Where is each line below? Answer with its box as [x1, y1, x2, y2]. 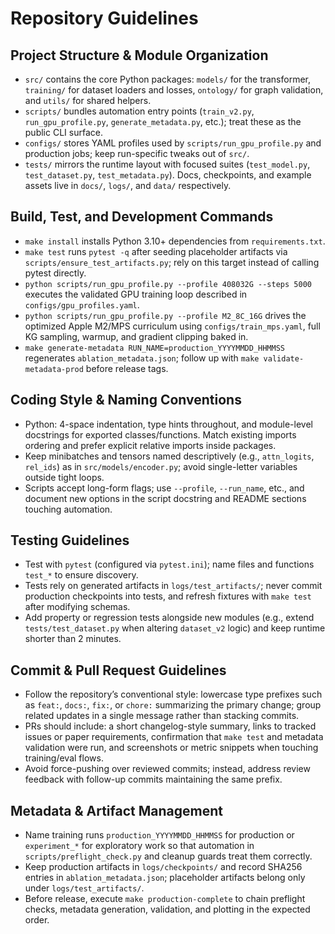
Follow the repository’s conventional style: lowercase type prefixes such [24, 688, 323, 701]
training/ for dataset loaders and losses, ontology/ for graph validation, [24, 84, 324, 96]
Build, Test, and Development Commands [10, 208, 274, 226]
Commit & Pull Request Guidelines [10, 662, 227, 679]
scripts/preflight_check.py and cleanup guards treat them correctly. [24, 850, 313, 862]
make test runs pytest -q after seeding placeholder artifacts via [24, 245, 288, 257]
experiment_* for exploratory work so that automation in [24, 840, 255, 852]
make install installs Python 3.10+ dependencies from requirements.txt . [24, 235, 326, 247]
